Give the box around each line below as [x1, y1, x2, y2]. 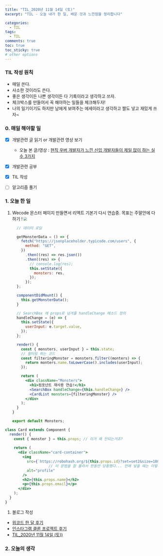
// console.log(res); [30, 261, 74, 266]
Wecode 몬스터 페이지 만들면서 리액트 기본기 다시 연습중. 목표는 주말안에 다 [12, 210, 156, 216]
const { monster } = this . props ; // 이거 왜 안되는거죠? [14, 436, 123, 441]
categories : [5, 20, 29, 25]
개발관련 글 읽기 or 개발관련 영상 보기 [12, 137, 82, 143]
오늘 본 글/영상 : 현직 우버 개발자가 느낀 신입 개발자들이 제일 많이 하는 [19, 147, 150, 153]
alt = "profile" [26, 468, 55, 473]
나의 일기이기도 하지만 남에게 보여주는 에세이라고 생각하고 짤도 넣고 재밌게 [12, 105, 152, 111]
